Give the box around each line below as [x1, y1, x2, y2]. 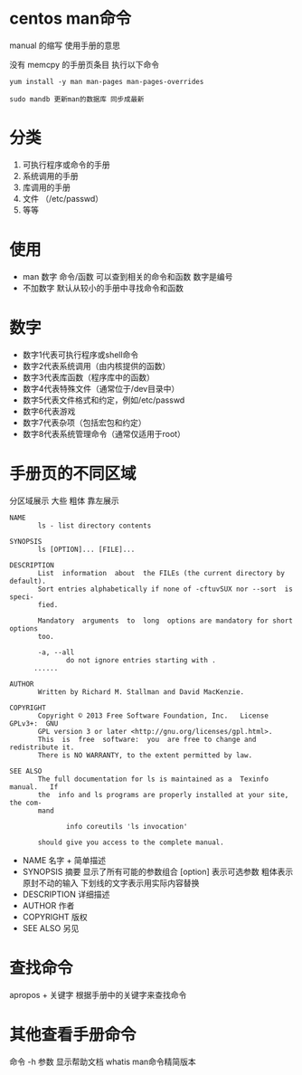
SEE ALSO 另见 [22, 922, 80, 933]
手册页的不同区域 [9, 463, 137, 484]
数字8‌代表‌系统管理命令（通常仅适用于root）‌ [22, 428, 185, 439]
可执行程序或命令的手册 [22, 159, 110, 170]
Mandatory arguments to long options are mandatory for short [37, 616, 294, 625]
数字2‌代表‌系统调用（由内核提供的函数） [22, 360, 171, 371]
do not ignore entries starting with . [66, 655, 217, 665]
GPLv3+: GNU [9, 718, 59, 728]
